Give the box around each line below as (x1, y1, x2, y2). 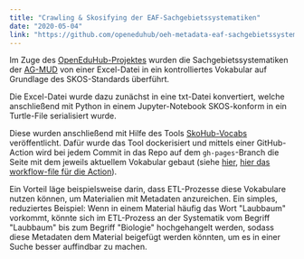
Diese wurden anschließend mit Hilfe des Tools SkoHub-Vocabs (9, 128, 247, 139)
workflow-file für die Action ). (9, 166, 118, 177)
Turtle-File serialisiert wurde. (9, 110, 117, 122)
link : (9, 30, 30, 39)
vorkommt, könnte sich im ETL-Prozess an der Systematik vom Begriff (9, 213, 271, 224)
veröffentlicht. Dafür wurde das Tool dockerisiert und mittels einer (9, 137, 255, 149)
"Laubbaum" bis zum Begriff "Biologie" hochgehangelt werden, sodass (9, 222, 274, 233)
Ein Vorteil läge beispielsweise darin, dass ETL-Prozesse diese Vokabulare (9, 184, 287, 195)
